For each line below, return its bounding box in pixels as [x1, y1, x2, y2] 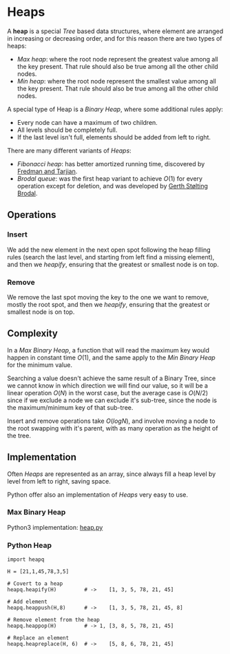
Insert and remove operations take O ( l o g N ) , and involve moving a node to [7, 417, 216, 425]
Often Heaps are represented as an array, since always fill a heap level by [7, 470, 216, 478]
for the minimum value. [7, 360, 72, 369]
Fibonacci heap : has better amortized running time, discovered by [17, 159, 205, 168]
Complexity [7, 328, 59, 339]
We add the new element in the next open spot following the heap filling [7, 246, 211, 254]
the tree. [7, 431, 31, 439]
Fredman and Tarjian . [17, 167, 78, 175]
